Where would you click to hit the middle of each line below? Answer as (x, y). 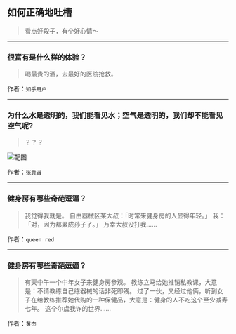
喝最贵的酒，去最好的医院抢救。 (71, 74)
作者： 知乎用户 (27, 89)
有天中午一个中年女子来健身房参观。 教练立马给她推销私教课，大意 (121, 282)
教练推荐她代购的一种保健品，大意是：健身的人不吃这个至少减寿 (136, 300)
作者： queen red (31, 239)
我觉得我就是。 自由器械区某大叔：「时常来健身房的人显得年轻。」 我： (125, 215)
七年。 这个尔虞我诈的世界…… (67, 308)
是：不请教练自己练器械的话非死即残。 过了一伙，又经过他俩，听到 (121, 291)
